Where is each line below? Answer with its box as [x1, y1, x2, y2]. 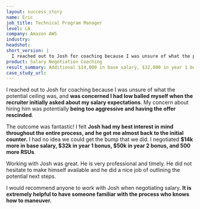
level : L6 [6, 25, 31, 32]
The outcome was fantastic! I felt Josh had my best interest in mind [6, 123, 174, 130]
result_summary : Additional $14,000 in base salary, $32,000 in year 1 [6, 64, 187, 70]
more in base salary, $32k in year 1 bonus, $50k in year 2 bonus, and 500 [6, 142, 191, 149]
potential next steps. [6, 173, 57, 180]
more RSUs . [6, 149, 36, 156]
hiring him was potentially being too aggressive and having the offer [6, 105, 176, 112]
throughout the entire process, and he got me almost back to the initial [6, 130, 184, 137]
